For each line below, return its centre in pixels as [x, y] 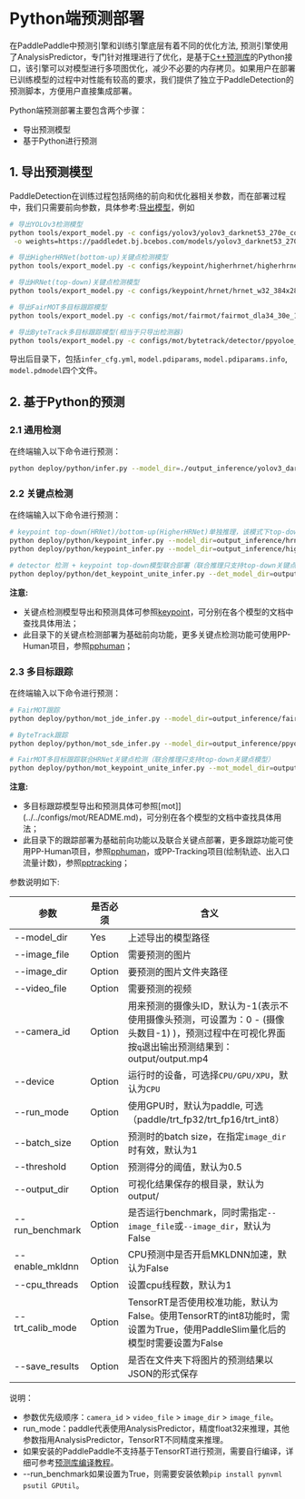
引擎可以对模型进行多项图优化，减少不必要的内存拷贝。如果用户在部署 [164, 68]
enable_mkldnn [46, 1267]
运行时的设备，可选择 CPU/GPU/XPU [199, 1075]
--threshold [40, 1167]
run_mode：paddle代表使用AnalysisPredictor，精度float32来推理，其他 [156, 1429]
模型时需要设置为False [176, 1343]
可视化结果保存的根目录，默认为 [196, 1184]
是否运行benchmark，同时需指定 [197, 1213]
